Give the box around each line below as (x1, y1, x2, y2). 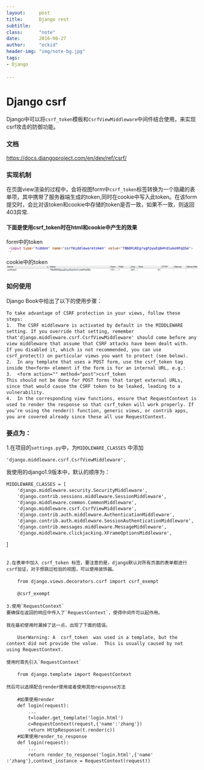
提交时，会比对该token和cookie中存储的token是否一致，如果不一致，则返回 (6, 201, 195, 209)
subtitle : (6, 23, 32, 29)
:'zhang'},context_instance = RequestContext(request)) (6, 758, 151, 765)
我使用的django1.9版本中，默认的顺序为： (6, 468, 110, 476)
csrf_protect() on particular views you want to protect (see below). (6, 352, 189, 359)
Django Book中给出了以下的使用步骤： (6, 297, 103, 304)
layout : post (6, 10, 50, 16)
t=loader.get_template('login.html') (28, 715, 123, 721)
